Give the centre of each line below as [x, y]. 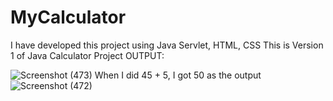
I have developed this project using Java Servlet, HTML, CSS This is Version [167, 45]
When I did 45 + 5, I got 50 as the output [178, 75]
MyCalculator [68, 17]
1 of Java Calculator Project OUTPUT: [87, 55]
